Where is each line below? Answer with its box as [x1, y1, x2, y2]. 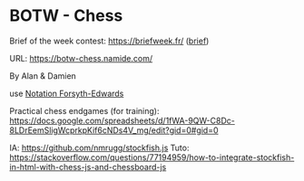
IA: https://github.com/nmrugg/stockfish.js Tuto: [9, 142, 190, 153]
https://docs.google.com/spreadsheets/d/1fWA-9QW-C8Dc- [9, 115, 236, 126]
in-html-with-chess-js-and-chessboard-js [9, 161, 167, 172]
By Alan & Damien [9, 70, 77, 81]
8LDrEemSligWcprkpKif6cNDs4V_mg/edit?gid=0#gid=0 [9, 124, 220, 136]
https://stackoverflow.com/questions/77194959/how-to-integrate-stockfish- [9, 151, 295, 163]
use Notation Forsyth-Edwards [9, 88, 124, 99]
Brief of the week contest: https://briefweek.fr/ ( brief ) [9, 35, 210, 46]
